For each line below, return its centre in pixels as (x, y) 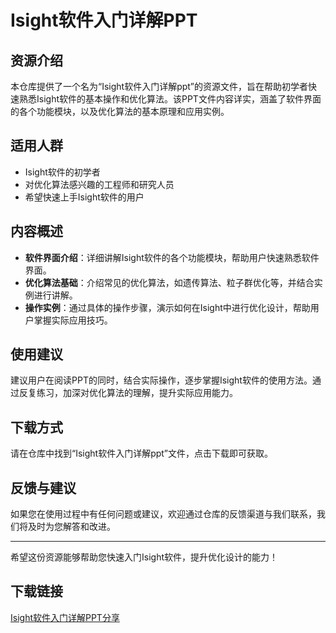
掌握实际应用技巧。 (73, 320)
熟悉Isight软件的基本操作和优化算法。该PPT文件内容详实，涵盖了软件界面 (170, 99)
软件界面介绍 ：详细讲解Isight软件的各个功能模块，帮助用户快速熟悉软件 (172, 257)
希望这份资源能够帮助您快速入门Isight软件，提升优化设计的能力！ (144, 557)
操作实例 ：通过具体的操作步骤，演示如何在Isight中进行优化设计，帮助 (167, 307)
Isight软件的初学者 (62, 172)
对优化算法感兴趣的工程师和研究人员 (99, 184)
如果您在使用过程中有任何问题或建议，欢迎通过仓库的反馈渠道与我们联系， (163, 514)
